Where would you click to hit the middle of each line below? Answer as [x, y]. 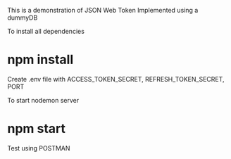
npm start [36, 129]
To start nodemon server [43, 100]
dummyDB [23, 18]
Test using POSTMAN [39, 148]
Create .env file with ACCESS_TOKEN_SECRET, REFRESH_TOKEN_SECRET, [116, 79]
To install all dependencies [46, 31]
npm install [40, 60]
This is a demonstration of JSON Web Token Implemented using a [103, 10]
